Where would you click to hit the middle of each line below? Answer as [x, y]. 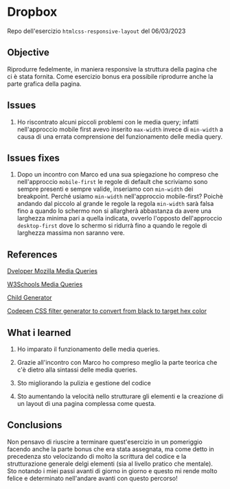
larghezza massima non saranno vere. [71, 233]
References [32, 254]
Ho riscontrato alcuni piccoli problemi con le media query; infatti [108, 122]
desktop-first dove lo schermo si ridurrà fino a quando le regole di [112, 226]
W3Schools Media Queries [45, 284]
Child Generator [30, 298]
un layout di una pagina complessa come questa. [87, 403]
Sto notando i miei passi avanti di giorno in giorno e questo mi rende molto [112, 470]
